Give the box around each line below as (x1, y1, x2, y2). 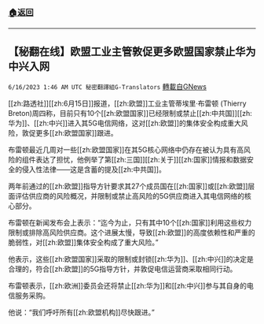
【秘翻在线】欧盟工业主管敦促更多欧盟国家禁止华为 (8, 45, 256, 58)
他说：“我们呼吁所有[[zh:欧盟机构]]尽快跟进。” (8, 307, 155, 317)
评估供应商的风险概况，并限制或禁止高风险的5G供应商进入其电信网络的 (14, 192, 245, 201)
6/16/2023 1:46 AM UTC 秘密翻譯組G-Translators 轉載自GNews (8, 82, 207, 91)
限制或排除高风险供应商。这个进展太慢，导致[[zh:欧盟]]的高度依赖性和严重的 (8, 228, 255, 237)
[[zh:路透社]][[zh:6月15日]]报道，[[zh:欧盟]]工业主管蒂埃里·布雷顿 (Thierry (8, 99, 247, 108)
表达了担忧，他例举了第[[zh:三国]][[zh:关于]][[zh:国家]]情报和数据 (35, 155, 247, 165)
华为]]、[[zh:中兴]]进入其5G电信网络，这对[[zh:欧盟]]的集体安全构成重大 (8, 118, 241, 128)
